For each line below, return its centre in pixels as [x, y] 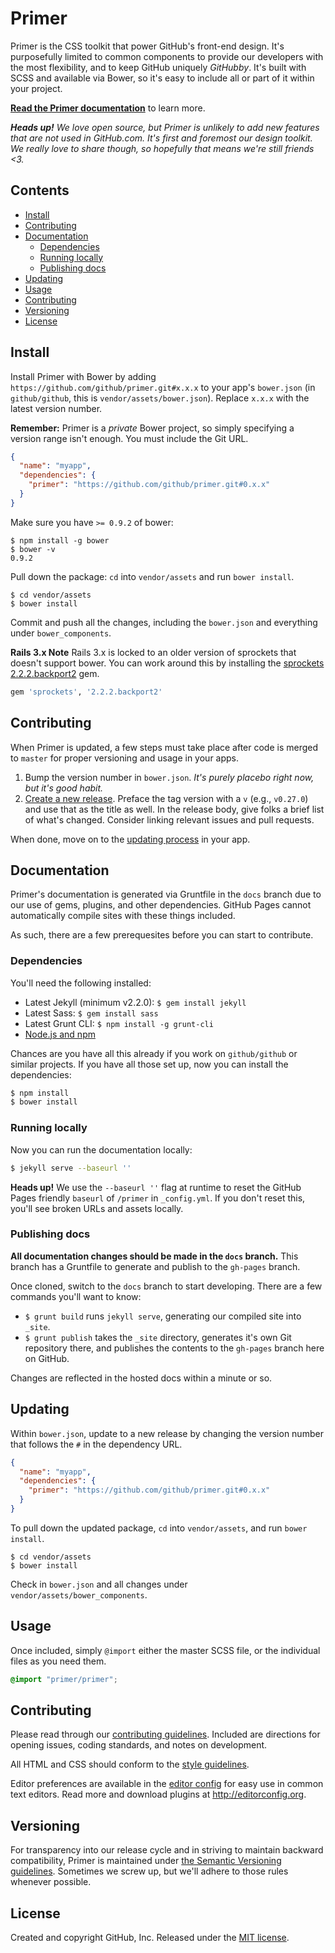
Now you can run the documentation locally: [101, 1149]
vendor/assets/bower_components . [79, 1594]
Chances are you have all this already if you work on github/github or [154, 1053]
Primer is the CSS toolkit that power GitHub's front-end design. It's [147, 46]
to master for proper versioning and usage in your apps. [125, 758]
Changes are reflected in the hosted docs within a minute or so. [141, 1378]
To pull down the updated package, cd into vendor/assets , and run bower [159, 1528]
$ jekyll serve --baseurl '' [71, 1168]
